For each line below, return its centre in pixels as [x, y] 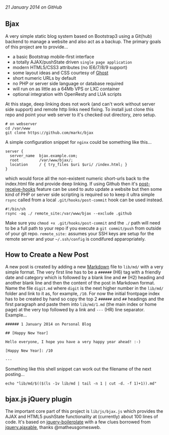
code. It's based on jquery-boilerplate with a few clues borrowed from [78, 422]
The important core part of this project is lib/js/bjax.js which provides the [84, 411]
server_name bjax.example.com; [44, 156]
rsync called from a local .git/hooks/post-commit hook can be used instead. [84, 200]
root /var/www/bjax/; [41, 160]
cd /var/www [18, 128]
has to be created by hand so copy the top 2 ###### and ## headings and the [85, 299]
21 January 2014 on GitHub [34, 7]
